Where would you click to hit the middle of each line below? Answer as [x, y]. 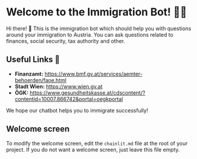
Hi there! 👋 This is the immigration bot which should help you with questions [99, 28]
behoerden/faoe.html [41, 80]
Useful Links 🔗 [33, 59]
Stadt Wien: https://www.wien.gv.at [59, 86]
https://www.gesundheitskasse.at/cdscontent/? [87, 93]
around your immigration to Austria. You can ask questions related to [90, 34]
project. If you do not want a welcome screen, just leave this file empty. [93, 150]
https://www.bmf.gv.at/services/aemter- [94, 74]
